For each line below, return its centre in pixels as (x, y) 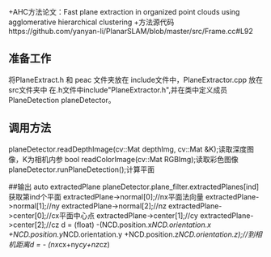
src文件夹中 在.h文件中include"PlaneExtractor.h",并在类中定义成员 (118, 90)
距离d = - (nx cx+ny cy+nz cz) (63, 244)
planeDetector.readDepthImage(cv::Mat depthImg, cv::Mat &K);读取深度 (128, 149)
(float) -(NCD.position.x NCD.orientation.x (143, 225)
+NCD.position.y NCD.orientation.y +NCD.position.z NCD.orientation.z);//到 (132, 234)
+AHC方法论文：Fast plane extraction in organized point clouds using (124, 12)
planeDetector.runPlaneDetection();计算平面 (82, 169)
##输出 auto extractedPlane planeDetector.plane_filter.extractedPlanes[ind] (134, 186)
